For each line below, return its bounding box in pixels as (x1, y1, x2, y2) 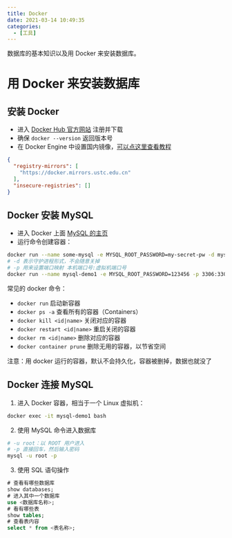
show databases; (7, 486, 54, 493)
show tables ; (7, 512, 45, 519)
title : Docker (7, 10, 48, 17)
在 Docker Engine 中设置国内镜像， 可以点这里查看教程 (17, 142, 172, 151)
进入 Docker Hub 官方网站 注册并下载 (17, 125, 124, 133)
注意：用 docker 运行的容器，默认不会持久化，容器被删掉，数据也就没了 (7, 357, 212, 365)
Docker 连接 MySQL (7, 379, 94, 391)
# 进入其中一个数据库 (7, 492, 60, 499)
